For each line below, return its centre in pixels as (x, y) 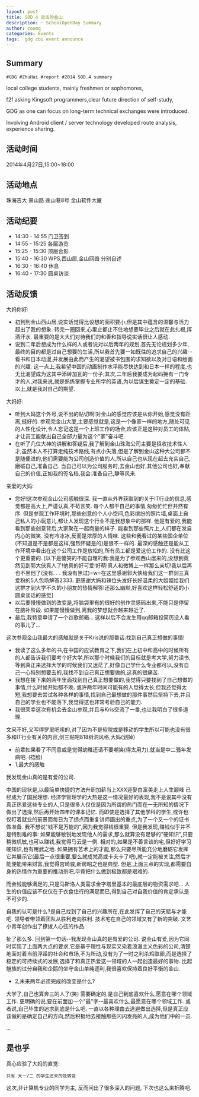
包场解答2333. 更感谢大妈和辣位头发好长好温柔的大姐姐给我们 (114, 580)
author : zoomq (24, 28)
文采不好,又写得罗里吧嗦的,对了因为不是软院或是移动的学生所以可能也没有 (96, 730)
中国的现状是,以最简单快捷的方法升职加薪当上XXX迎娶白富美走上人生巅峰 (95, 790)
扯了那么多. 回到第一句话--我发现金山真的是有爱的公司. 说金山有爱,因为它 (95, 939)
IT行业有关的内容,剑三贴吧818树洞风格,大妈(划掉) (76, 737)
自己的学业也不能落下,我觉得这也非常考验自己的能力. (78, 702)
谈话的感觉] (39, 595)
